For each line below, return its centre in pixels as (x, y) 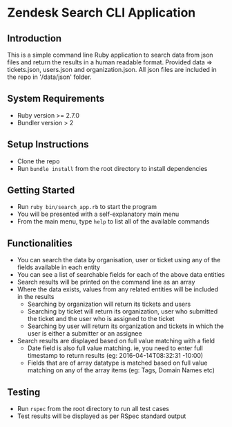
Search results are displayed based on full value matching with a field (116, 341)
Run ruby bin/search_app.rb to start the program (87, 207)
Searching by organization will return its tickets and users (109, 304)
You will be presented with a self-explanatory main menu (98, 214)
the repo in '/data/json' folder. (49, 77)
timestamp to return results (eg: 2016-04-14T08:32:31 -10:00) (115, 356)
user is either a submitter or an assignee (85, 334)
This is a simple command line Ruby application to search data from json (110, 55)
